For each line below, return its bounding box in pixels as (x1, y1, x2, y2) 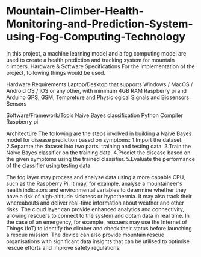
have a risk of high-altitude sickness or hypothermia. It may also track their (6, 192, 192, 200)
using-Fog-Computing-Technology (6, 30, 185, 43)
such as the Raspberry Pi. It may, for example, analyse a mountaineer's (6, 180, 182, 187)
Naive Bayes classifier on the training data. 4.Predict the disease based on (6, 149, 191, 156)
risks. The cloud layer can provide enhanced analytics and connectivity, (6, 205, 185, 212)
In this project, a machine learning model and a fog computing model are (6, 49, 187, 57)
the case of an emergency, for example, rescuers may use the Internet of (6, 218, 188, 226)
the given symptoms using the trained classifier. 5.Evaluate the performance (6, 155, 196, 162)
